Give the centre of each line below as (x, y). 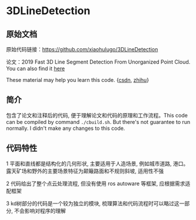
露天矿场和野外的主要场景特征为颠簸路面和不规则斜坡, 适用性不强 (85, 171)
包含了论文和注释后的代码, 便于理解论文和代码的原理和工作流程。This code (97, 115)
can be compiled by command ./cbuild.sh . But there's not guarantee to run (98, 122)
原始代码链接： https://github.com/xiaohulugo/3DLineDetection (82, 49)
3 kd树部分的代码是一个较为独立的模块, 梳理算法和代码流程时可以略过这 (93, 203)
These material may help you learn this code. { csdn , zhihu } (77, 80)
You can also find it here (36, 68)
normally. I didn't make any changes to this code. (66, 128)
